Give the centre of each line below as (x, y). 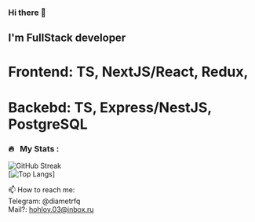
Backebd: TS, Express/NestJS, (110, 107)
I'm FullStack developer (67, 38)
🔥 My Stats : (34, 148)
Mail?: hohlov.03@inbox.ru (51, 209)
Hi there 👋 (27, 13)
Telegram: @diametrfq (44, 201)
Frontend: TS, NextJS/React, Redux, (128, 72)
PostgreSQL (48, 124)
